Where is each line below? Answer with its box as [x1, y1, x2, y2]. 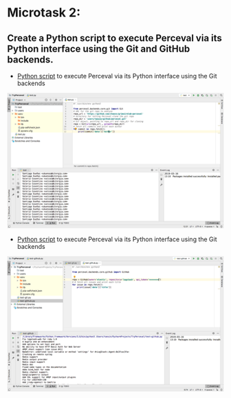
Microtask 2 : [7, 5, 81, 21]
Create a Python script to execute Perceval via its [7, 32, 222, 44]
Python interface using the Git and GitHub [7, 43, 190, 54]
